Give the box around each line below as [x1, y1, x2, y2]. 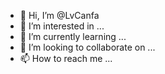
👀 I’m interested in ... [19, 20, 105, 32]
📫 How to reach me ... [19, 53, 113, 64]
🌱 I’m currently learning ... [19, 31, 127, 42]
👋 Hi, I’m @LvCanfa [19, 10, 100, 21]
